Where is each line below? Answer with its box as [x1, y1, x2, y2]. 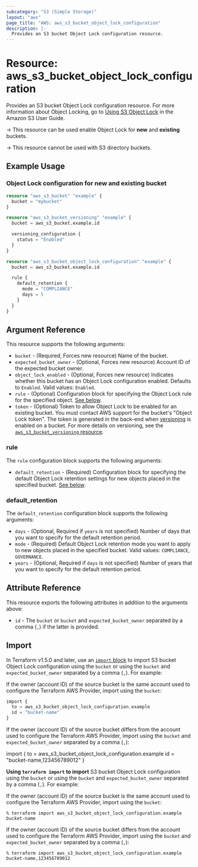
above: [6, 605, 23, 612]
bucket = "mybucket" [11, 198, 62, 204]
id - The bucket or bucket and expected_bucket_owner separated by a [14, 617, 183, 624]
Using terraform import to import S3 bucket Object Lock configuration [6, 768, 181, 776]
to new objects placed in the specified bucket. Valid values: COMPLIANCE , [14, 546, 190, 553]
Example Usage [6, 161, 65, 171]
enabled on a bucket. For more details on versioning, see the [14, 422, 164, 429]
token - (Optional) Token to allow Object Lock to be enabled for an [14, 403, 177, 410]
